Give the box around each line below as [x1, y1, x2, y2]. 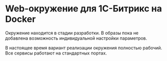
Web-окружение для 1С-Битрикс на [5, 3, 162, 14]
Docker [5, 13, 36, 25]
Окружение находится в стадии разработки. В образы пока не [5, 30, 139, 36]
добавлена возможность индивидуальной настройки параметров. [5, 35, 148, 41]
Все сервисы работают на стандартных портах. [5, 50, 107, 56]
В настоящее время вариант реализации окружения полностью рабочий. [5, 45, 163, 51]
